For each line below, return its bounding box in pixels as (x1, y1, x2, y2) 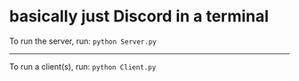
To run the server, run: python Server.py (9, 36, 158, 46)
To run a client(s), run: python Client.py (9, 61, 157, 72)
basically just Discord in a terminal (9, 6, 270, 27)
